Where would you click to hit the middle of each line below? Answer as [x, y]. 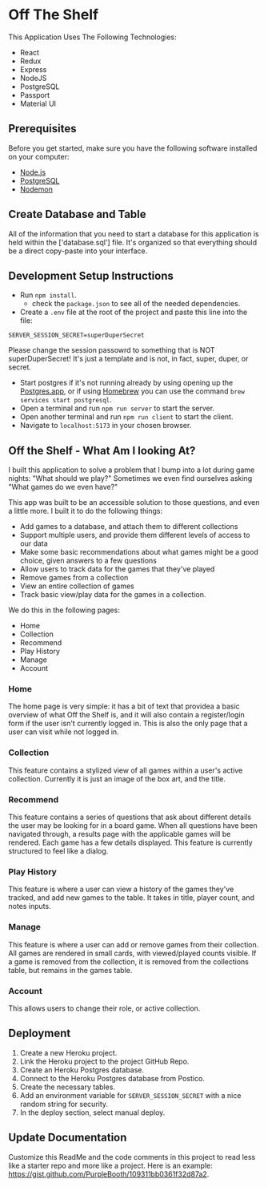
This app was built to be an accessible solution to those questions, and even [134, 503]
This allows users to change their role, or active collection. [104, 1008]
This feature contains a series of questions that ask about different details [130, 817]
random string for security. [64, 1104]
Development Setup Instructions [91, 275]
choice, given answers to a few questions [88, 561]
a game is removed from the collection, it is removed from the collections [129, 961]
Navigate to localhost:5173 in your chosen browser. [106, 426]
